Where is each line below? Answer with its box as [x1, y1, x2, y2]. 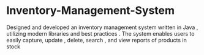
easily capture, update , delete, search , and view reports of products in [6, 36, 187, 44]
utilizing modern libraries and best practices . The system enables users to [6, 30, 195, 37]
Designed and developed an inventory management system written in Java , [6, 24, 198, 31]
